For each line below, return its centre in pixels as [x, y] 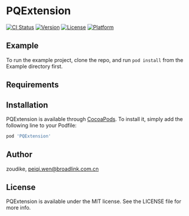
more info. [19, 208]
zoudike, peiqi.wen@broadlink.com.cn [52, 169]
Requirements [32, 85]
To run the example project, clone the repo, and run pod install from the [95, 60]
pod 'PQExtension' [29, 136]
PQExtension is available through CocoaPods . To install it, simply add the [94, 119]
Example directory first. [34, 66]
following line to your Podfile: [42, 125]
